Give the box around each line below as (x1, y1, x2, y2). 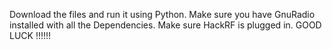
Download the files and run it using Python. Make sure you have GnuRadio (9, 9, 316, 20)
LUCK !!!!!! (9, 30, 52, 41)
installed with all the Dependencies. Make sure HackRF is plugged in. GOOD (9, 19, 322, 31)
